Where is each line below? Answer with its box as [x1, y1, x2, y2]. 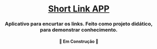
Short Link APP [48, 3, 110, 14]
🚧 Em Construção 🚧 [59, 38, 99, 44]
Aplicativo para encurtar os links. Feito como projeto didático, [4, 21, 153, 27]
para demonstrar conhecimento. [40, 26, 118, 33]
